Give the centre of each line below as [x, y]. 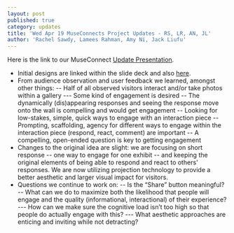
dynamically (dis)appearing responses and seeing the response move [118, 103]
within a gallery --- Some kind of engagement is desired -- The [109, 96]
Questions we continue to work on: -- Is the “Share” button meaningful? [121, 185]
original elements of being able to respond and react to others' [108, 162]
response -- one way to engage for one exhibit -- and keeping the [112, 155]
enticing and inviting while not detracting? [78, 222]
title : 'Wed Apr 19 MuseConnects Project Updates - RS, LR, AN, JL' [109, 33]
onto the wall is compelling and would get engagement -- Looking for [117, 111]
